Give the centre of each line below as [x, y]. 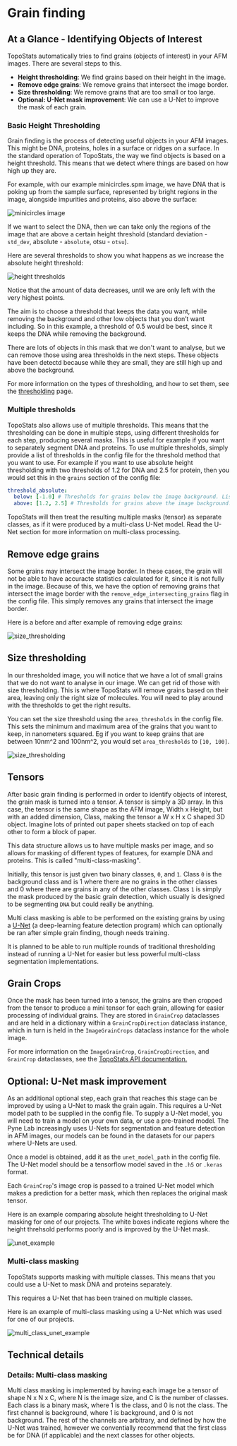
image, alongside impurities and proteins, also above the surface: [102, 200]
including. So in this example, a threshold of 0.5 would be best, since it [110, 327]
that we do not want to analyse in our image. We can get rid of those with [114, 682]
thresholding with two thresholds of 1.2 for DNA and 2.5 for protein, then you [119, 470]
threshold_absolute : [38, 490]
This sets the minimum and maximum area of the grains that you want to [112, 726]
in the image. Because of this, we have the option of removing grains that [114, 586]
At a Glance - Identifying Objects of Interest [105, 39]
